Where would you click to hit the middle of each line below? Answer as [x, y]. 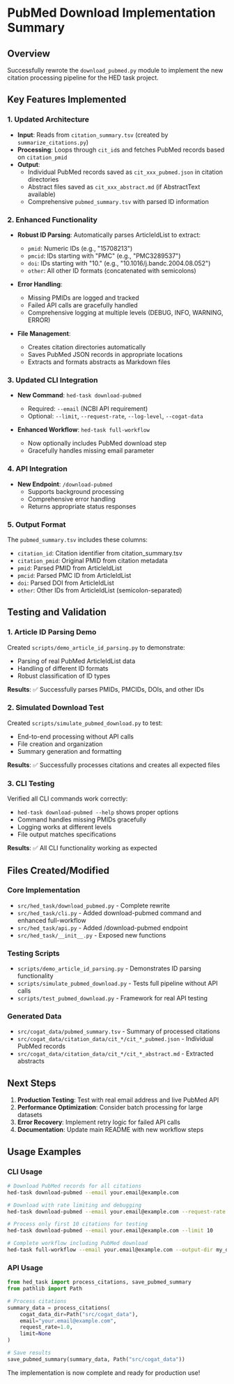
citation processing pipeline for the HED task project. [83, 78]
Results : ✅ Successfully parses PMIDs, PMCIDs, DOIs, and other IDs [106, 689]
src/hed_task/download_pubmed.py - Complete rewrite [94, 905]
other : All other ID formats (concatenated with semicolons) [112, 270]
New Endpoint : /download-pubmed [65, 484]
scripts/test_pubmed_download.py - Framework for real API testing [112, 998]
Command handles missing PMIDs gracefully [81, 820]
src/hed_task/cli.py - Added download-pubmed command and [109, 912]
